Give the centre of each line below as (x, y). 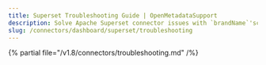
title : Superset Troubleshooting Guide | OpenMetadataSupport (113, 15)
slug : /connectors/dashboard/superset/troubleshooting (101, 30)
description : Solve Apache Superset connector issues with (108, 23)
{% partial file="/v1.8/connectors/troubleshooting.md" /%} (104, 53)
